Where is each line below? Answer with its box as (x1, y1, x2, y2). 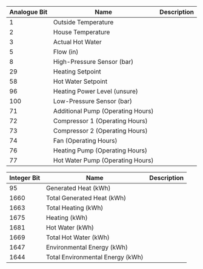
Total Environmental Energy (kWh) (45, 253, 144, 261)
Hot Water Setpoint (53, 77, 108, 86)
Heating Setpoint (53, 67, 101, 75)
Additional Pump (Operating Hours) (53, 107, 154, 115)
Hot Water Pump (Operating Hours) (53, 156, 154, 165)
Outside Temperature (53, 18, 114, 26)
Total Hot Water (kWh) (45, 233, 110, 242)
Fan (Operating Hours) (53, 137, 118, 145)
